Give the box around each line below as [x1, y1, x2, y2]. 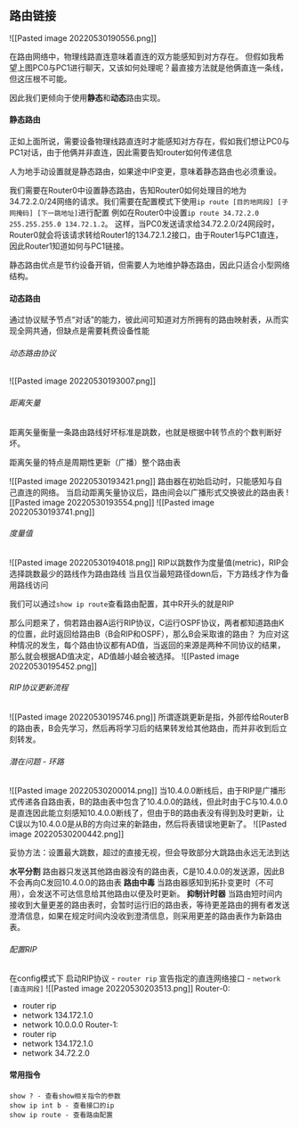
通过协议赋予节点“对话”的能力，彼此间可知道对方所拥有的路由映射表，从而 [9, 315, 282, 325]
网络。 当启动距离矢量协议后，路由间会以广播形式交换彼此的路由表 [39, 487, 285, 498]
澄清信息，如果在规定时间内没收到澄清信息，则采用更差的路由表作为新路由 [9, 910, 282, 921]
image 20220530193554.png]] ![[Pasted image [42, 497, 215, 507]
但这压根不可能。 [9, 73, 72, 84]
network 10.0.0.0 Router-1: [21, 1019, 118, 1030]
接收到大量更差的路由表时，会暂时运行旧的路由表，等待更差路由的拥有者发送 [9, 900, 290, 910]
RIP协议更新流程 [9, 682, 69, 693]
